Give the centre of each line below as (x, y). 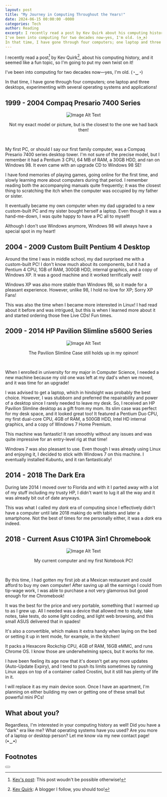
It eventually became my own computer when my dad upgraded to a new (80, 206)
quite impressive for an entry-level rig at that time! (56, 439)
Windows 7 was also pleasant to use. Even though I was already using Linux (83, 449)
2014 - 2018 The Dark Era (45, 475)
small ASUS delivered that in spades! (43, 621)
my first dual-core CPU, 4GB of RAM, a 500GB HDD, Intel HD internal (76, 419)
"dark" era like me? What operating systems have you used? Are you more (81, 730)
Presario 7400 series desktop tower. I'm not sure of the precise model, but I (83, 155)
